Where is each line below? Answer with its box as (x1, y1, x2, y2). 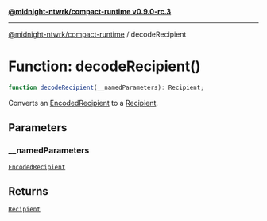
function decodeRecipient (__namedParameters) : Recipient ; (8, 83, 204, 91)
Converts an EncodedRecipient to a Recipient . (8, 98, 159, 107)
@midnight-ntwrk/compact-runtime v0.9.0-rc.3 (8, 7, 172, 16)
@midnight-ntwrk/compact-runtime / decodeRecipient (8, 29, 187, 39)
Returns (8, 184, 49, 198)
